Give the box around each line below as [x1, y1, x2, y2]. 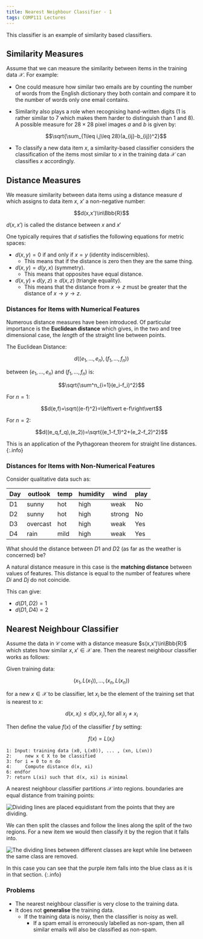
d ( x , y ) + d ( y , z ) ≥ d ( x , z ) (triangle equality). [14, 277, 122, 284]
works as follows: [6, 653, 50, 661]
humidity [78, 490, 105, 498]
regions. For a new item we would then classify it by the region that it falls [6, 828, 189, 835]
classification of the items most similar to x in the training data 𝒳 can [14, 151, 186, 158]
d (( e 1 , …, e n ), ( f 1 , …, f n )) [74, 355, 129, 364]
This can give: [6, 588, 42, 595]
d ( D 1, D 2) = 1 [14, 600, 47, 607]
